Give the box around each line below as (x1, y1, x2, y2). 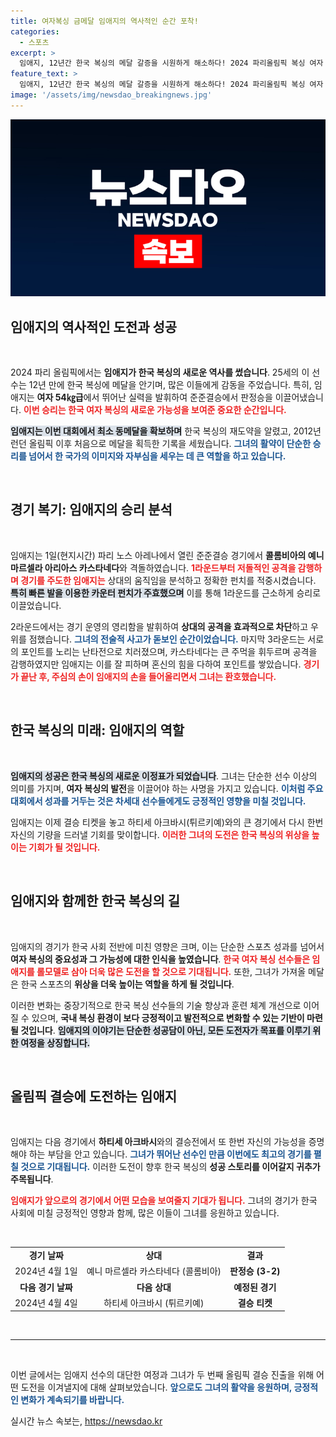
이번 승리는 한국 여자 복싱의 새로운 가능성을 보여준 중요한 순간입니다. (23, 404, 287, 416)
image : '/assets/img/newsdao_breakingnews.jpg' (10, 90, 213, 100)
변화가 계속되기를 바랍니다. (20, 1394, 125, 1406)
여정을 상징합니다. (20, 1036, 91, 1049)
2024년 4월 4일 (14, 1296, 78, 1309)
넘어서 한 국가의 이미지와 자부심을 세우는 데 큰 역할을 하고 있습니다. (28, 450, 287, 462)
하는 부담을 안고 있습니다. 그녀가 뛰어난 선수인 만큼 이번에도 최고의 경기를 (28, 1148, 312, 1160)
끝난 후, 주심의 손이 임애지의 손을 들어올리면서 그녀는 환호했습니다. (20, 670, 277, 682)
